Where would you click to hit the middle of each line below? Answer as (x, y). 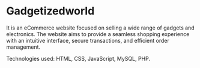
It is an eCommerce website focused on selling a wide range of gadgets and (100, 28)
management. (23, 47)
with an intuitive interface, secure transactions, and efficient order (88, 40)
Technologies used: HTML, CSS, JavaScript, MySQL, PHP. (78, 58)
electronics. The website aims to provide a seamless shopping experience (98, 34)
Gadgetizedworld (50, 11)
